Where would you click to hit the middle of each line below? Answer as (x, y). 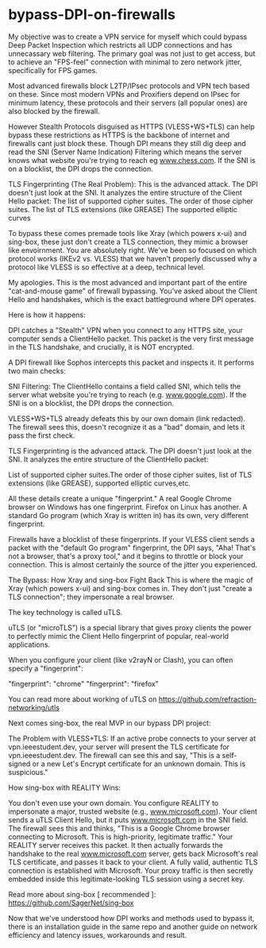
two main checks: (37, 370)
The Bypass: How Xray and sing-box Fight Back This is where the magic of (131, 580)
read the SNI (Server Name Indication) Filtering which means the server (125, 152)
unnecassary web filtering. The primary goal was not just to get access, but (132, 53)
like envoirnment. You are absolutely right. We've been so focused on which (133, 250)
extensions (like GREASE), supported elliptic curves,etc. (99, 483)
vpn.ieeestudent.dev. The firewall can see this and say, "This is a (114, 755)
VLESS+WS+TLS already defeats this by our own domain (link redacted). (127, 418)
